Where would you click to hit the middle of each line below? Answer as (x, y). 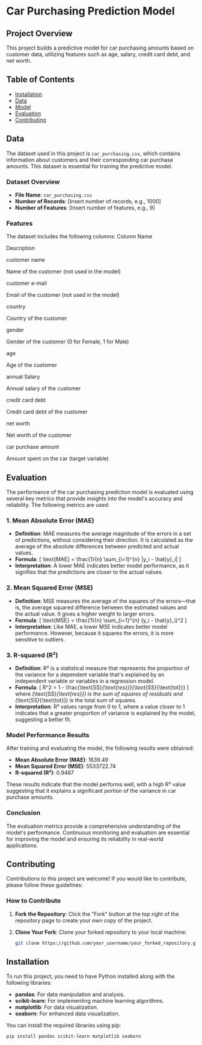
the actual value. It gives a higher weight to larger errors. (85, 614)
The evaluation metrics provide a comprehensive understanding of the (93, 826)
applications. (22, 845)
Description (20, 248)
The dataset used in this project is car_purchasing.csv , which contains (93, 153)
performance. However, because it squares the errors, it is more (94, 633)
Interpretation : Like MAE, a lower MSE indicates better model (91, 626)
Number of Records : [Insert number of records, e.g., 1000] (88, 201)
